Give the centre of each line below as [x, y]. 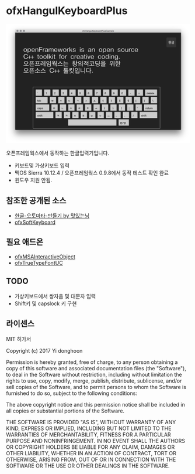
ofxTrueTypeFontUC [39, 262]
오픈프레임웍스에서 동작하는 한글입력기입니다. [58, 153]
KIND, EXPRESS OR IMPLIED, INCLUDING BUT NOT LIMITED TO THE [89, 428]
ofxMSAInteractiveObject [45, 257]
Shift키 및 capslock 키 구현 [46, 304]
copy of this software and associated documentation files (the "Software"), [96, 368]
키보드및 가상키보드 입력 [42, 166]
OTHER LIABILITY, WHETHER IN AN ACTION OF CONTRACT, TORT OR [91, 453]
